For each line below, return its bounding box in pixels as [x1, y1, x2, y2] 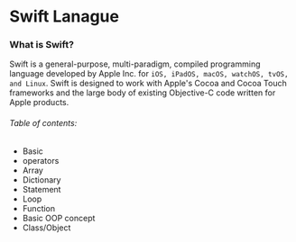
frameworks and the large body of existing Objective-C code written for [9, 87, 276, 98]
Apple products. [9, 97, 69, 108]
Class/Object [22, 222, 71, 233]
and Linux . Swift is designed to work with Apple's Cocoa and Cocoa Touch [9, 78, 287, 89]
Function [22, 202, 56, 213]
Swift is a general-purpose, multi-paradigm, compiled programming [9, 58, 261, 69]
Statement [22, 184, 61, 194]
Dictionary [22, 174, 61, 185]
